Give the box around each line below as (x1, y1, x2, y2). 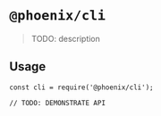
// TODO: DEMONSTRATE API (9, 98, 106, 107)
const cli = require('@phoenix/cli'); (9, 83, 154, 92)
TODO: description (30, 33, 101, 44)
